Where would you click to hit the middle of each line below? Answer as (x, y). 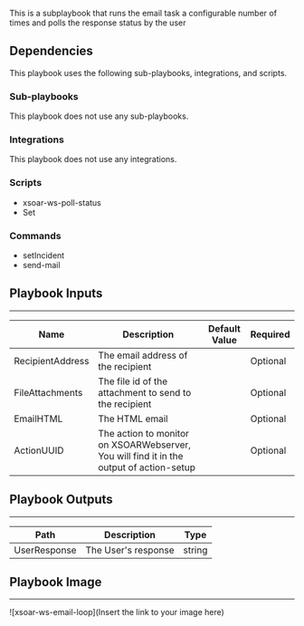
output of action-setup (147, 467)
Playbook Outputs (61, 500)
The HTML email (133, 419)
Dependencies (51, 51)
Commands (35, 236)
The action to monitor (144, 433)
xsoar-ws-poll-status (62, 202)
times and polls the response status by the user (98, 23)
